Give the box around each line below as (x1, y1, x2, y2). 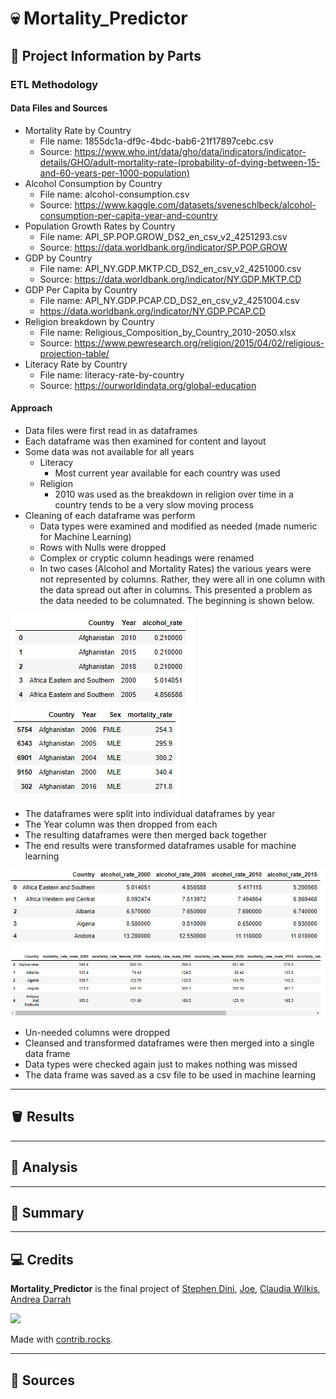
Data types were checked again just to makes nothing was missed (24, 1058, 298, 1070)
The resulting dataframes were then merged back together (24, 828, 267, 841)
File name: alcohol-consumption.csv (39, 188, 190, 200)
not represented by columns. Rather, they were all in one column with (39, 573, 326, 585)
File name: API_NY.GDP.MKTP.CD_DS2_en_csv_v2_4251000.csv (39, 262, 302, 274)
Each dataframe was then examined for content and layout (24, 435, 267, 447)
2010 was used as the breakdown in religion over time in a (54, 488, 294, 500)
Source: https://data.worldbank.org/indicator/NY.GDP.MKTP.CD (39, 273, 302, 285)
